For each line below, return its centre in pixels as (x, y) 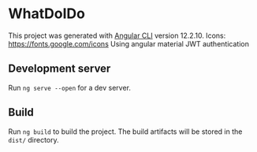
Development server (60, 69)
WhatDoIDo (47, 14)
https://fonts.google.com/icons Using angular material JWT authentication (129, 43)
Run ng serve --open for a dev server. (70, 87)
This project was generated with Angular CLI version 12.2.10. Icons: (117, 35)
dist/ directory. (34, 139)
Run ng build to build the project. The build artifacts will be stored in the (125, 132)
